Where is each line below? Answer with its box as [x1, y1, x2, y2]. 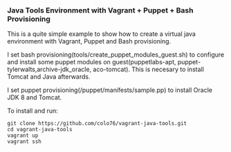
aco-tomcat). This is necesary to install [93, 65, 204, 74]
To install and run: [7, 106, 59, 115]
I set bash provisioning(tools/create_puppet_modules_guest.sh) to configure [7, 50, 225, 59]
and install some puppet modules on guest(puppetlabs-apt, [7, 58, 176, 66]
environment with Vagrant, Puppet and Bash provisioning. [7, 37, 172, 46]
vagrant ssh [7, 138, 41, 145]
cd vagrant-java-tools [7, 126, 73, 133]
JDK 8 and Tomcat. [7, 93, 62, 102]
